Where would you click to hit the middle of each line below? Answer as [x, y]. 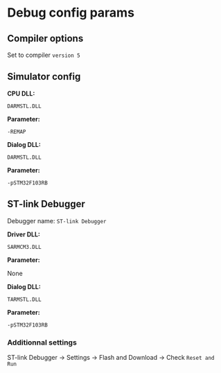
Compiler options [45, 38]
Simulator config [44, 77]
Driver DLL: [24, 234]
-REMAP [17, 132]
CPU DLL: [21, 93]
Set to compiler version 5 [44, 55]
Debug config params [71, 13]
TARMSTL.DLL [24, 300]
